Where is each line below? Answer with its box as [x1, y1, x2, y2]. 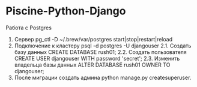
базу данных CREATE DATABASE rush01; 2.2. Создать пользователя [14, 48, 187, 55]
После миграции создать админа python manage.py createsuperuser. [14, 74, 192, 81]
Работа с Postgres [5, 24, 52, 31]
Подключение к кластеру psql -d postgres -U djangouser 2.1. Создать [14, 42, 192, 49]
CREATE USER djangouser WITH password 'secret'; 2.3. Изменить [14, 55, 180, 62]
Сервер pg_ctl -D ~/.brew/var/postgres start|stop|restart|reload [14, 35, 172, 43]
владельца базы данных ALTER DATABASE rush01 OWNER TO [14, 61, 171, 68]
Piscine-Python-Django [5, 4, 126, 18]
